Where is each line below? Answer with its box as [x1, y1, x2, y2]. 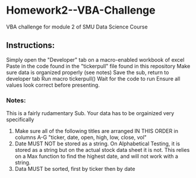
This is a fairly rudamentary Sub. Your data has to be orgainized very [6, 110, 175, 117]
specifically [6, 116, 34, 123]
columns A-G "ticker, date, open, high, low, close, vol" [14, 134, 147, 141]
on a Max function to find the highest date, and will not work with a [14, 152, 178, 160]
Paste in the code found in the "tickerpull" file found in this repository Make [6, 62, 191, 69]
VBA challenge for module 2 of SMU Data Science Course [6, 23, 148, 30]
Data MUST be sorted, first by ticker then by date [14, 166, 135, 173]
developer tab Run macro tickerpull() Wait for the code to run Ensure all [6, 75, 181, 82]
